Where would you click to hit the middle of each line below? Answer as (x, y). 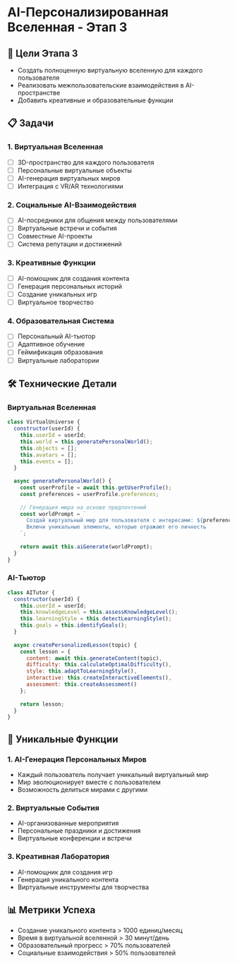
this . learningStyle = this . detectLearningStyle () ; (96, 619)
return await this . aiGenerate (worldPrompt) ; (86, 547)
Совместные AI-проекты (55, 236)
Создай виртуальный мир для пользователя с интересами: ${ (114, 520)
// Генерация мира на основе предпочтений (83, 507)
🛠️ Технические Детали (62, 384)
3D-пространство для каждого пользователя (86, 162)
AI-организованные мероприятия (68, 824)
